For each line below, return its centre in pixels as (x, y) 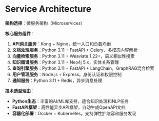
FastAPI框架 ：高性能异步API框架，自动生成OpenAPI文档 (69, 107)
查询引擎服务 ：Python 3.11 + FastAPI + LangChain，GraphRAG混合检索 (83, 68)
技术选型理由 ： (20, 91)
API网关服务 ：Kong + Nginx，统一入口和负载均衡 (61, 44)
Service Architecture (48, 9)
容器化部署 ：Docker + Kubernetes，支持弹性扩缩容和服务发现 (74, 113)
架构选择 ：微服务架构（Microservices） (45, 23)
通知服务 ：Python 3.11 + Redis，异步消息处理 (57, 80)
